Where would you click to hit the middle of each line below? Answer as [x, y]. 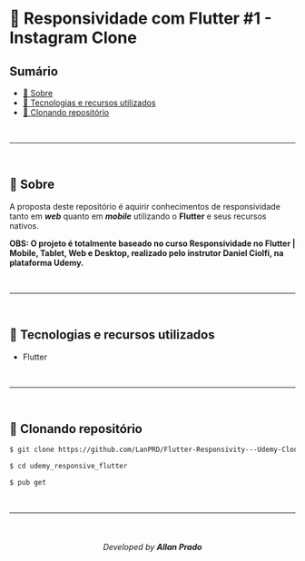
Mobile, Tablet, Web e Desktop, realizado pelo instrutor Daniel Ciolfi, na [147, 252]
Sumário [34, 71]
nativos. [24, 225]
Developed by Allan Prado [152, 546]
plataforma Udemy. [47, 262]
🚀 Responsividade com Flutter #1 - [141, 19]
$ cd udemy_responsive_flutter [69, 467]
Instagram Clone [74, 38]
